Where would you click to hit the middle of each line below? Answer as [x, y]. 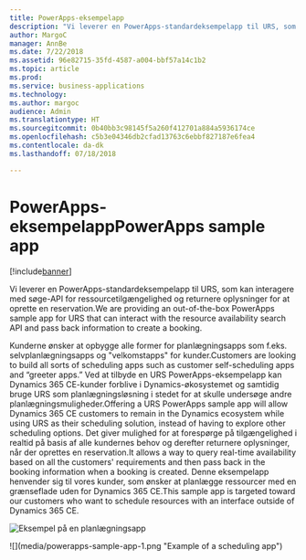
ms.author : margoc [44, 103]
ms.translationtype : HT [55, 120]
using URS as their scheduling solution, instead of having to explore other [148, 423]
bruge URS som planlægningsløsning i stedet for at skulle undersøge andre [151, 394]
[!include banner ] [41, 271]
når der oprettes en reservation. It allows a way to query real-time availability [153, 452]
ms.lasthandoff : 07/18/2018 [63, 153]
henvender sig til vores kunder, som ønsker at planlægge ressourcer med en [153, 481]
